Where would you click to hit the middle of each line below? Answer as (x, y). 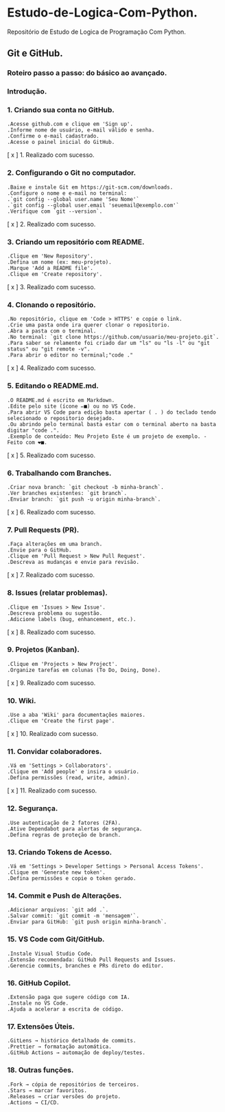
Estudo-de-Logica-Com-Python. (102, 13)
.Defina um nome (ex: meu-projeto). (59, 262)
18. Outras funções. (40, 1070)
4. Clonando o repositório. (51, 304)
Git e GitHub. (35, 53)
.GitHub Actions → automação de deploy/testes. (76, 1053)
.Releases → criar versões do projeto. (64, 1096)
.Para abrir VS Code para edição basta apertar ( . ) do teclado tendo (111, 412)
